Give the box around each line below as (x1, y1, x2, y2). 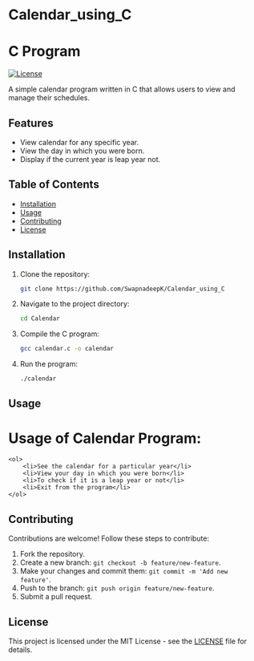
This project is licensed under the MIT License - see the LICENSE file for (8, 636, 247, 647)
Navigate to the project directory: (19, 299, 130, 309)
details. (8, 645, 33, 655)
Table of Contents (8, 178, 100, 192)
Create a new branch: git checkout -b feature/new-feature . (19, 558, 221, 567)
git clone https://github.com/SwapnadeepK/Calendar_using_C (19, 285, 225, 293)
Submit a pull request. (19, 592, 93, 602)
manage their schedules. (8, 93, 91, 103)
